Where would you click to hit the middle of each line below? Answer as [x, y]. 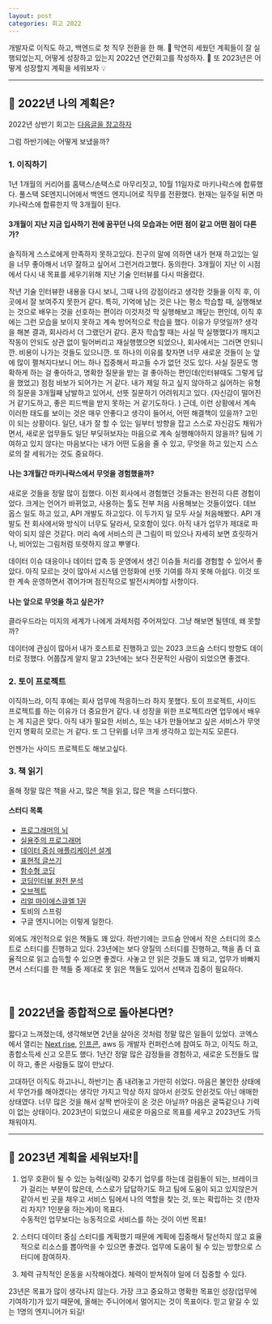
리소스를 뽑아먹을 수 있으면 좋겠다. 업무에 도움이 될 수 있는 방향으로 [147, 1246]
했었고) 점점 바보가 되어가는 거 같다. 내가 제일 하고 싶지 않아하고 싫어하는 [131, 383]
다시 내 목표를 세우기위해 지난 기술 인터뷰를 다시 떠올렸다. [114, 274]
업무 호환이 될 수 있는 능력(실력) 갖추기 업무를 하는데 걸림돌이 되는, [125, 1178]
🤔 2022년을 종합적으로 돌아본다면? [91, 1013]
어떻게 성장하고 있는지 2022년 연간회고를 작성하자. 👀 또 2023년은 [149, 58]
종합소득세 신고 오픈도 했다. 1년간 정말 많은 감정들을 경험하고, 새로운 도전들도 [130, 1054]
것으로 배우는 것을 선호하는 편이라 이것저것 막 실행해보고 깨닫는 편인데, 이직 [136, 311]
